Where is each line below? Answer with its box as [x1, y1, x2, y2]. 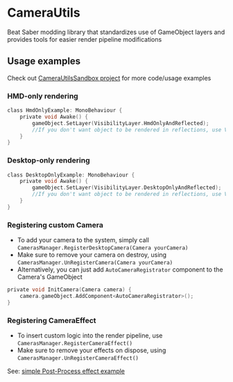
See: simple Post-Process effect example [7, 367, 126, 376]
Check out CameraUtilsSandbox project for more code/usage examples [7, 74, 212, 82]
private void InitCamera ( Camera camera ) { [7, 286, 132, 293]
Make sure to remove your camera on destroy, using [17, 251, 167, 259]
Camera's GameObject [17, 273, 83, 281]
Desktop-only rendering [7, 156, 90, 165]
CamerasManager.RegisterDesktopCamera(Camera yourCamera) [17, 244, 189, 251]
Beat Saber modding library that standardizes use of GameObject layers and [7, 28, 225, 36]
